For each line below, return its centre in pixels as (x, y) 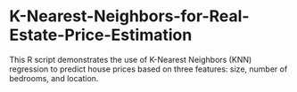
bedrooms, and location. (54, 78)
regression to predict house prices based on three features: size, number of (148, 69)
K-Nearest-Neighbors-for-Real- (129, 16)
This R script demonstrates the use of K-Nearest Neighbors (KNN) (131, 59)
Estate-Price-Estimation (101, 35)
